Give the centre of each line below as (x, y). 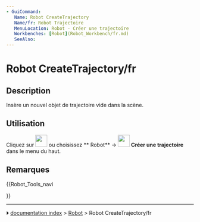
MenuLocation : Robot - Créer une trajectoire (71, 28)
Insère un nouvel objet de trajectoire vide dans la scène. (75, 105)
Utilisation (26, 123)
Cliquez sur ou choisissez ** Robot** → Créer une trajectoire (95, 145)
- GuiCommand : (24, 12)
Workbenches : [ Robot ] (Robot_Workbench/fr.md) (71, 34)
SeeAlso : (25, 39)
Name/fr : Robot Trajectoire (49, 23)
